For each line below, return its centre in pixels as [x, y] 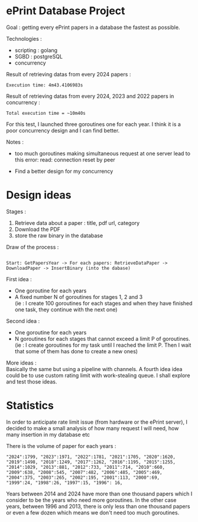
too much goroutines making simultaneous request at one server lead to [103, 153]
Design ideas [39, 195]
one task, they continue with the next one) [66, 310]
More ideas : [21, 363]
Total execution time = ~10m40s [46, 113]
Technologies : [24, 38]
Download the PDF [38, 229]
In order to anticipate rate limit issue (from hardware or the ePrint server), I [97, 422]
